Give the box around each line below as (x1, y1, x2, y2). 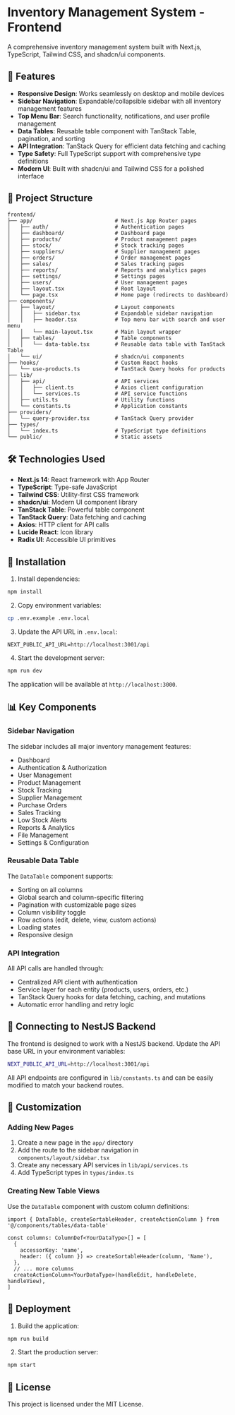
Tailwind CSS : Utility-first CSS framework (17, 490, 139, 499)
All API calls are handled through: (7, 964, 104, 973)
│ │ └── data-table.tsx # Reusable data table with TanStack (7, 340, 226, 348)
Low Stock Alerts (17, 816, 68, 824)
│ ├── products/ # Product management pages (7, 236, 198, 243)
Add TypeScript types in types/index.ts (17, 1169, 134, 1177)
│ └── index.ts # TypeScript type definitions (7, 427, 207, 434)
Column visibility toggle (17, 908, 86, 916)
